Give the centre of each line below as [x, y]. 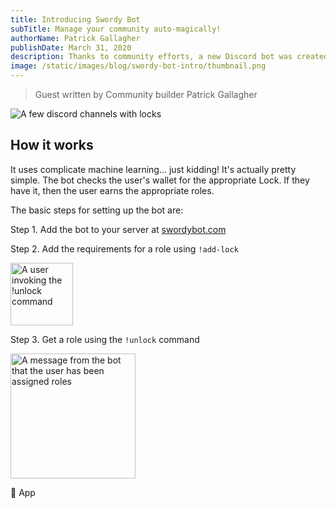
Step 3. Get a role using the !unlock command [105, 339]
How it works [52, 145]
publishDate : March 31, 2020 [71, 47]
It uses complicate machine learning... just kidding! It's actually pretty [153, 169]
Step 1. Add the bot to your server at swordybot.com [118, 229]
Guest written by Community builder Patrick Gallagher [146, 94]
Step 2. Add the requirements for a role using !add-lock [124, 248]
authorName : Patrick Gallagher [75, 38]
